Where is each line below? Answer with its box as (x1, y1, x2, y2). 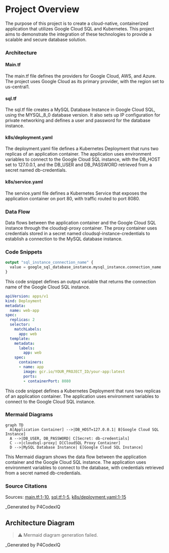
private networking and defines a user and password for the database (5, 118, 150, 124)
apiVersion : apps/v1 (5, 293, 49, 299)
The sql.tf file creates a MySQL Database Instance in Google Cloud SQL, (5, 106, 155, 113)
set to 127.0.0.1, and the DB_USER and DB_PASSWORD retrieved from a (5, 162, 152, 168)
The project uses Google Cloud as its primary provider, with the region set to (5, 79, 164, 85)
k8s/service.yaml (5, 179, 43, 185)
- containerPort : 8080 (23, 379, 71, 384)
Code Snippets (5, 248, 42, 255)
